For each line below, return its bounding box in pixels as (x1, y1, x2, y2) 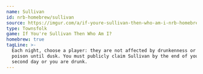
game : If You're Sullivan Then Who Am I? (6, 31, 112, 37)
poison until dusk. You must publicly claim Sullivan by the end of (11, 53, 188, 59)
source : (6, 20, 26, 26)
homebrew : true (6, 36, 45, 42)
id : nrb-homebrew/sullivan (6, 14, 74, 20)
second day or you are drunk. (11, 58, 88, 64)
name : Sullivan (6, 8, 45, 15)
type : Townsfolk (6, 25, 47, 32)
